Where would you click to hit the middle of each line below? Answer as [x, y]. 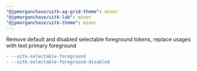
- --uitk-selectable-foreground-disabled [58, 62]
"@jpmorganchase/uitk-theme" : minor [51, 22]
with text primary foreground [41, 46]
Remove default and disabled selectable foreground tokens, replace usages [99, 40]
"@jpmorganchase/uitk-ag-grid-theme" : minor [62, 12]
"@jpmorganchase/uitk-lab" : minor [49, 17]
